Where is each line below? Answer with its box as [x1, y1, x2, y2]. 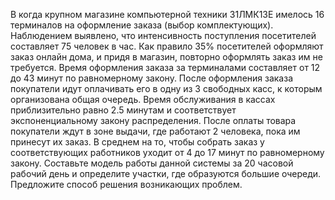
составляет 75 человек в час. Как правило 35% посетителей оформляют [10, 40, 324, 52]
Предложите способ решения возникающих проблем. [10, 179, 243, 190]
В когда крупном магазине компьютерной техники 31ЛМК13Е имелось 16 [10, 9, 325, 20]
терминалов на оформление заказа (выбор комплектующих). [10, 19, 274, 31]
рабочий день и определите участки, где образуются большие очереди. [10, 168, 322, 179]
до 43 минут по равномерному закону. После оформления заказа [10, 72, 294, 84]
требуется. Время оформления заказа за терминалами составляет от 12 [10, 62, 321, 73]
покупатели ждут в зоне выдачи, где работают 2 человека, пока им [10, 125, 301, 137]
